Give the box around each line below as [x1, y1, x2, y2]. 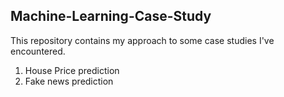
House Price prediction [24, 64, 120, 76]
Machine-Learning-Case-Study [10, 8, 212, 25]
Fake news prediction [24, 75, 114, 87]
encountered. [10, 45, 66, 57]
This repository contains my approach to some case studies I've [10, 34, 275, 46]
